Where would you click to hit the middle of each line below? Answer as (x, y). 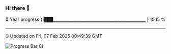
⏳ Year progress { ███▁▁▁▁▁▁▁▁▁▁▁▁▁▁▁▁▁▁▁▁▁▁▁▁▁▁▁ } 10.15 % (85, 19)
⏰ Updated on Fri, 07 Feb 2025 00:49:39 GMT (54, 36)
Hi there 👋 (18, 8)
